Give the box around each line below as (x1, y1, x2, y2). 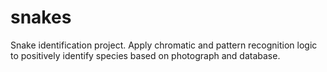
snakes (10, 6, 72, 29)
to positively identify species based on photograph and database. (10, 49, 281, 61)
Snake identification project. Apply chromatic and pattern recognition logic (10, 39, 318, 51)
